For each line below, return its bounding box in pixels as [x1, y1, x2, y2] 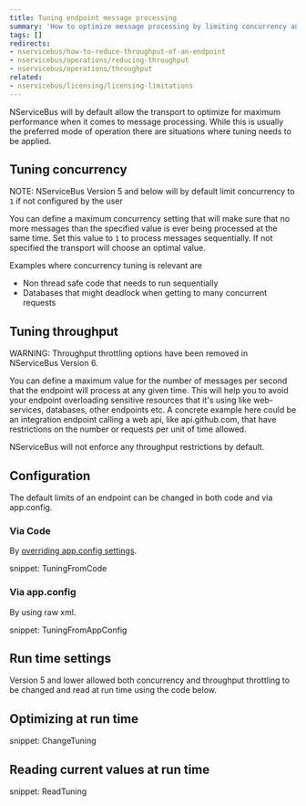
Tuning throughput [9, 323, 118, 339]
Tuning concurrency [9, 162, 127, 178]
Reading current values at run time [9, 761, 210, 777]
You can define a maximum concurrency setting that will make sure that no [9, 214, 291, 225]
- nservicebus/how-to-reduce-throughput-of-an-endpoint [9, 47, 226, 57]
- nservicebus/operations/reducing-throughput [9, 56, 189, 65]
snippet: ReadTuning [9, 786, 87, 797]
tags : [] [9, 30, 43, 39]
